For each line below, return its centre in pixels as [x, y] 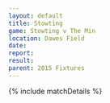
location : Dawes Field [47, 38]
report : [21, 53]
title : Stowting [36, 23]
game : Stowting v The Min [52, 31]
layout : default [36, 16]
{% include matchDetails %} [55, 91]
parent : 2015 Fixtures [47, 68]
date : [17, 46]
